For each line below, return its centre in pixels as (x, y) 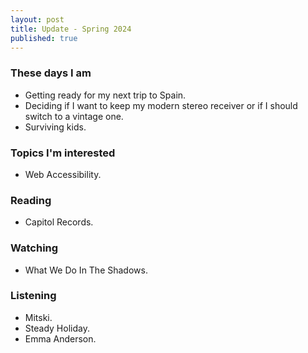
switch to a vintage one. (74, 116)
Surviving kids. (55, 127)
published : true (44, 38)
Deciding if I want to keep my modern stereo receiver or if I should (161, 105)
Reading (31, 200)
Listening (33, 296)
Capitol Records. (59, 222)
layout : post (37, 19)
